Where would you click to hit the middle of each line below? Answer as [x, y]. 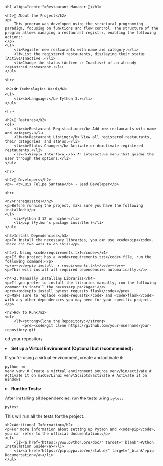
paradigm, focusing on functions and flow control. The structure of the [82, 28]
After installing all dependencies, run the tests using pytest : [65, 398]
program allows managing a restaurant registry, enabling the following [81, 33]
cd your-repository [24, 339]
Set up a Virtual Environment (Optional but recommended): [72, 348]
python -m [15, 367]
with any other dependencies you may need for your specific [69, 300]
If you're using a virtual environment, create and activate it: [64, 358]
